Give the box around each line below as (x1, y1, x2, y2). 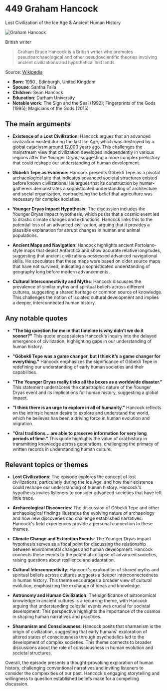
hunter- (139, 180, 155, 186)
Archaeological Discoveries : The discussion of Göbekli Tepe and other (12, 505, 160, 511)
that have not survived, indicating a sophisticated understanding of (12, 263, 151, 269)
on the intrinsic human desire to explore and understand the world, (12, 410, 150, 416)
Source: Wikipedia (5, 69, 43, 75)
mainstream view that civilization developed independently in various (12, 149, 155, 155)
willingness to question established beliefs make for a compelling (5, 675, 139, 681)
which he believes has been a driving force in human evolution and (12, 415, 150, 421)
